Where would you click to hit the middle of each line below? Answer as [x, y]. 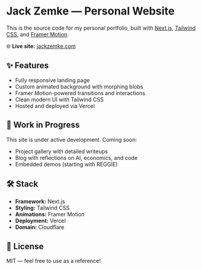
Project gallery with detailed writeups [61, 151]
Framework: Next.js [40, 202]
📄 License [25, 246]
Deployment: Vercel [40, 221]
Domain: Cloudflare [40, 227]
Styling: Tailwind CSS [42, 208]
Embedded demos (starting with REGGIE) [66, 164]
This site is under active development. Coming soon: [72, 139]
